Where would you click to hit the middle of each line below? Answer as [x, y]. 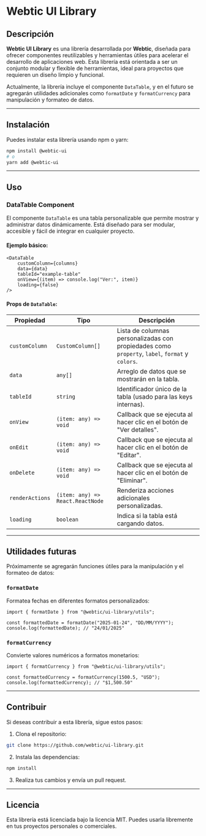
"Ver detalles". [138, 429]
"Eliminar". [132, 480]
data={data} [32, 269]
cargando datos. [140, 523]
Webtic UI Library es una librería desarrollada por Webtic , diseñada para [99, 49]
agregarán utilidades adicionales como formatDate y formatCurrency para [98, 93]
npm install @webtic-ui [37, 151]
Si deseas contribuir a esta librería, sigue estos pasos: [74, 722]
